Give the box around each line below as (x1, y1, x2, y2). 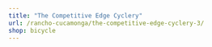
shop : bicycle (8, 26, 57, 34)
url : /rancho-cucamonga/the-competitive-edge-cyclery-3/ (8, 19, 205, 27)
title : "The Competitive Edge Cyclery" (8, 11, 143, 20)
